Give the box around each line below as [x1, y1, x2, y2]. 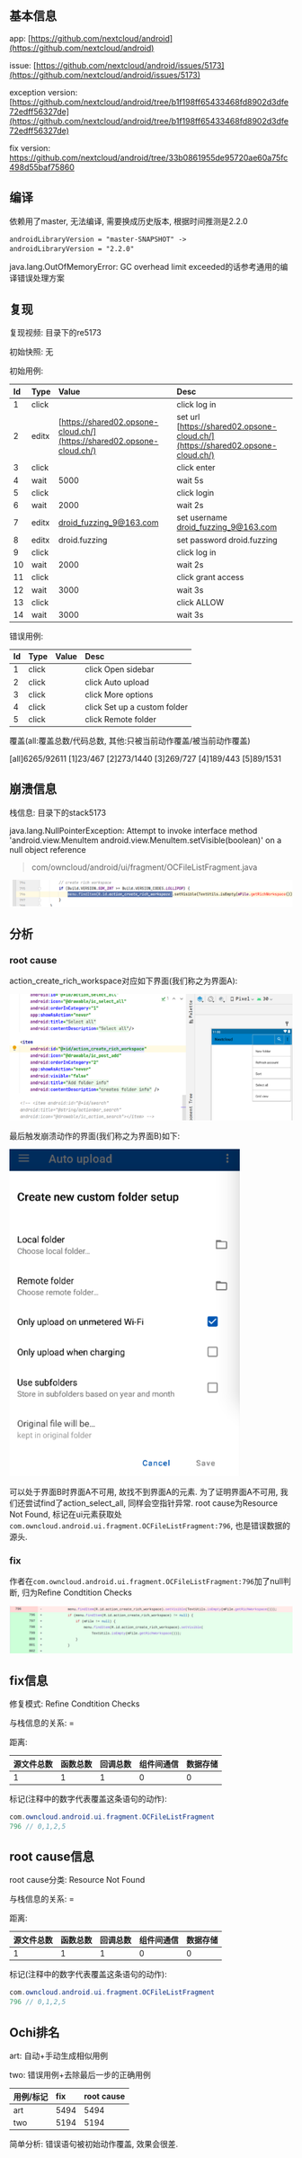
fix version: [9, 142, 51, 153]
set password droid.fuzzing [176, 534, 278, 545]
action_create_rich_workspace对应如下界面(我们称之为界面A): [9, 975, 238, 987]
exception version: [9, 86, 78, 97]
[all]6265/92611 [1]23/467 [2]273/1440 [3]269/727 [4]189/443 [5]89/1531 [9, 753, 281, 764]
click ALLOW [176, 596, 225, 607]
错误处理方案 [16, 273, 65, 283]
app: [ [9, 32, 31, 43]
